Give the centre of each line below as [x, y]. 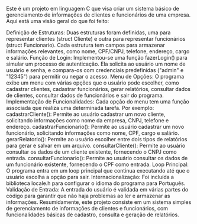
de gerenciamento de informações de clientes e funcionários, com [87, 208]
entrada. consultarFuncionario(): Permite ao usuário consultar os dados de [97, 158]
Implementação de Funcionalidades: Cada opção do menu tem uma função [98, 102]
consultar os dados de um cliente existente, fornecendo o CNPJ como [91, 152]
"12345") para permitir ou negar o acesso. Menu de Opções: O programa [95, 77]
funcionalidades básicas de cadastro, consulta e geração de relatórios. [93, 215]
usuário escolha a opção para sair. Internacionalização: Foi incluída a [90, 177]
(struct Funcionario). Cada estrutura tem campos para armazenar [86, 45]
